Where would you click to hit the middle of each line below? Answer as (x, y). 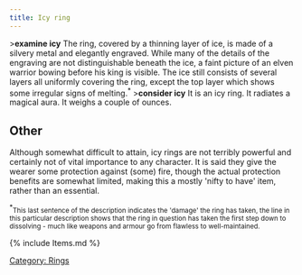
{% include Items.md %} (55, 243)
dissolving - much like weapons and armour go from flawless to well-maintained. (135, 226)
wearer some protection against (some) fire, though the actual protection (145, 171)
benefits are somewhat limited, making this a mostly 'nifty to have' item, (143, 181)
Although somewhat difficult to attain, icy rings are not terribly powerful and (151, 152)
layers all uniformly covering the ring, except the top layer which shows (142, 81)
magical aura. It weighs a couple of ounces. (90, 102)
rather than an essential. (54, 191)
